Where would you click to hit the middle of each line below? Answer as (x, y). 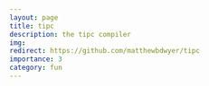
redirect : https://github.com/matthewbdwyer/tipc (105, 51)
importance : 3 (36, 59)
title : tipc (32, 26)
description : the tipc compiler (70, 34)
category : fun (36, 68)
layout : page (34, 17)
